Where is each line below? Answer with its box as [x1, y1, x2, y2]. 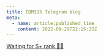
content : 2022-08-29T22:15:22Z [17, 26, 97, 32]
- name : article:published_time [12, 20, 95, 26]
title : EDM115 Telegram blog [6, 9, 81, 15]
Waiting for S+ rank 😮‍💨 [6, 43, 64, 50]
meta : [6, 15, 20, 21]
